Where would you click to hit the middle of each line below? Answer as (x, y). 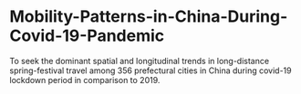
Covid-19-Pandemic (87, 36)
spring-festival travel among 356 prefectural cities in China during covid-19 (150, 70)
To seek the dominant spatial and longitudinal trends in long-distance (140, 61)
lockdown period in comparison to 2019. (85, 80)
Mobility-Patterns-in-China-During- (149, 17)
